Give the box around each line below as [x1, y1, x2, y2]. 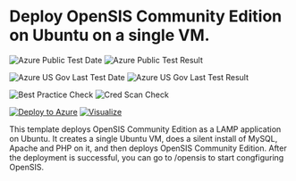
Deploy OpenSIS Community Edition [9, 6, 283, 27]
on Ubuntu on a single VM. [9, 25, 210, 45]
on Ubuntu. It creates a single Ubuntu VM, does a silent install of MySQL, [9, 133, 278, 144]
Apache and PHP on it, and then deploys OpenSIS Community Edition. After [9, 143, 288, 153]
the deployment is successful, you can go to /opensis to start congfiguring [9, 152, 284, 162]
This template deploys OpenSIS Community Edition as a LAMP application [9, 123, 282, 135]
